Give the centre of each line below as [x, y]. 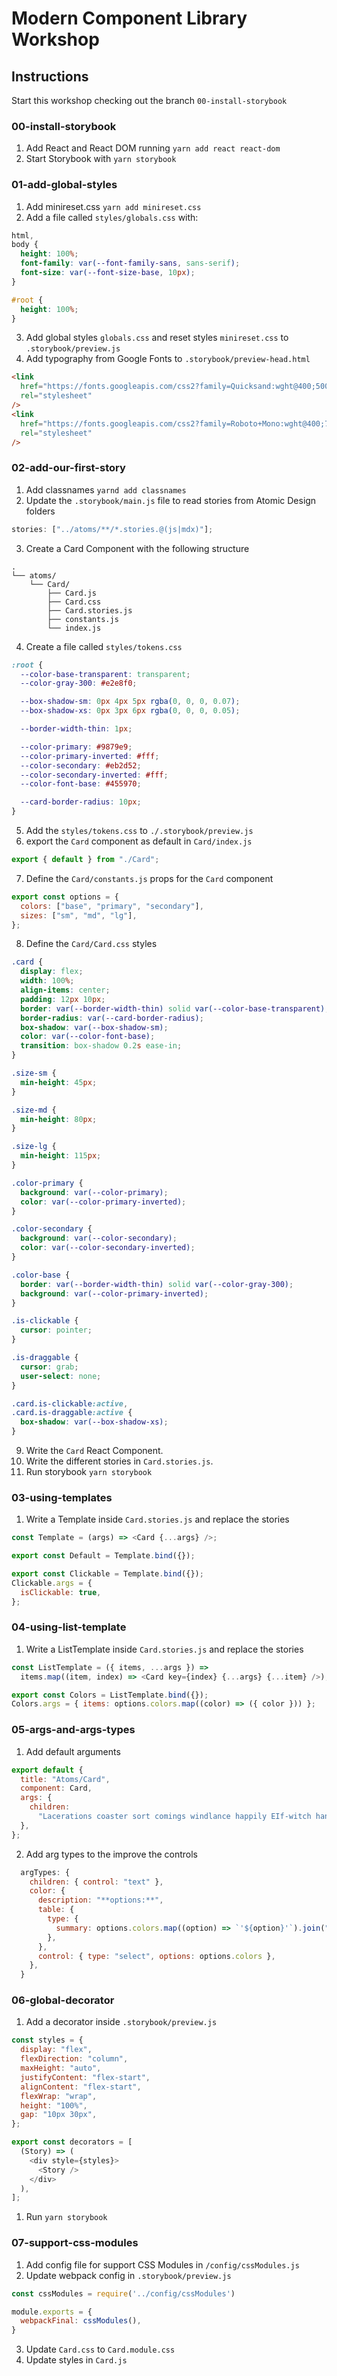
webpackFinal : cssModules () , [81, 2321]
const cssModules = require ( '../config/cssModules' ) [123, 2293]
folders [40, 511]
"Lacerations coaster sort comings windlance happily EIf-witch [174, 1817]
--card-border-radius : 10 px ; [81, 802]
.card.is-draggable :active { [72, 1413]
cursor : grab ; [49, 1367]
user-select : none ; [61, 1376]
